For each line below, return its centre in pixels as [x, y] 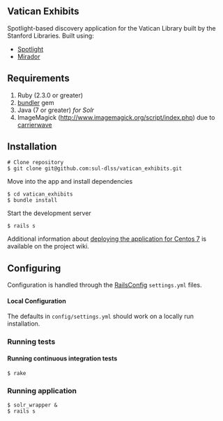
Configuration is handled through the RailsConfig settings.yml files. [105, 285]
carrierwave [34, 125]
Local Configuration [37, 301]
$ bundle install [32, 200]
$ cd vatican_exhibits [40, 194]
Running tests [31, 342]
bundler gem [36, 102]
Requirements [38, 78]
